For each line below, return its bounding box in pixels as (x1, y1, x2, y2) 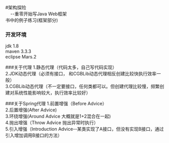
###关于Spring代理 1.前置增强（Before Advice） (5, 101, 107, 107)
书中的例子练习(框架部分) (5, 17, 58, 23)
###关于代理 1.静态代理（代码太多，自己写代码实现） (5, 64, 117, 70)
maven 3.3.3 (5, 48, 32, 54)
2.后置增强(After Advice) (5, 107, 57, 113)
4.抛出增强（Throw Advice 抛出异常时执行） (5, 120, 99, 126)
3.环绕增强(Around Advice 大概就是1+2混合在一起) (5, 113, 111, 120)
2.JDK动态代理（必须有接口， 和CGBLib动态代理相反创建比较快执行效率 (5, 71, 157, 77)
